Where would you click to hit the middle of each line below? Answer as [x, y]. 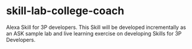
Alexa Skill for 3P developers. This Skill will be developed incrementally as [96, 27]
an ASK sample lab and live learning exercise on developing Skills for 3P [94, 33]
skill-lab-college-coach [65, 11]
